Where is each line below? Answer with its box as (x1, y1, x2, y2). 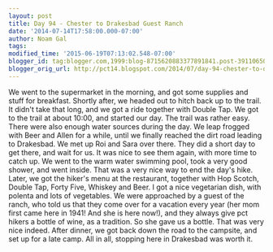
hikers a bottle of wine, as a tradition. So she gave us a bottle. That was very (8, 216, 264, 226)
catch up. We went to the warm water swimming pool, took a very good (8, 156, 248, 166)
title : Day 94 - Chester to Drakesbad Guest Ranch (8, 20, 184, 28)
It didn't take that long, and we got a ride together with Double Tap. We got (8, 104, 259, 114)
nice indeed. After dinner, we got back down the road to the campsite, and (8, 225, 258, 235)
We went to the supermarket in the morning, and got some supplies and (8, 87, 249, 97)
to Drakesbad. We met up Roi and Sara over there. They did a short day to (8, 139, 256, 149)
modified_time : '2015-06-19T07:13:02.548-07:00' (8, 50, 176, 58)
